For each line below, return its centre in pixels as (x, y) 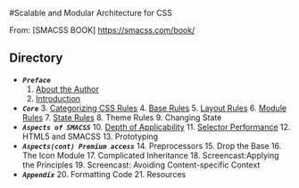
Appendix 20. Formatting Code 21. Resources (104, 174)
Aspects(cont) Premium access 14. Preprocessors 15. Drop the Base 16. (152, 145)
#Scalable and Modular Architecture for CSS (91, 13)
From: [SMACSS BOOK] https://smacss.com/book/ (102, 30)
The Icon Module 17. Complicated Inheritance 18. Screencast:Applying (150, 155)
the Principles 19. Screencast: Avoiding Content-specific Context (141, 165)
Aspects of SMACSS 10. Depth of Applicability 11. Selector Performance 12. (156, 127)
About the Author (67, 89)
